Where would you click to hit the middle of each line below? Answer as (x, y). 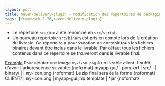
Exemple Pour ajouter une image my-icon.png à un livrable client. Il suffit (78, 63)
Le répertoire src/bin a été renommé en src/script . (65, 33)
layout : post (18, 10)
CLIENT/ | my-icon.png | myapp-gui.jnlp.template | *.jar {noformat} (72, 78)
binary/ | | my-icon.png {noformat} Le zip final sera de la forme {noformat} (80, 73)
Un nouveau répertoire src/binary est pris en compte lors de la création (85, 38)
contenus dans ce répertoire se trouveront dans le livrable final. (76, 53)
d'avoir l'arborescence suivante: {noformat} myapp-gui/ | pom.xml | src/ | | (81, 68)
